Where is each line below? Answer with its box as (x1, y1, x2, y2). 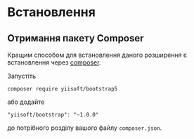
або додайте (7, 98, 45, 106)
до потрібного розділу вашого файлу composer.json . (7, 124, 162, 132)
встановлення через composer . (7, 58, 101, 67)
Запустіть (7, 72, 37, 80)
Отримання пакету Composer (7, 32, 144, 44)
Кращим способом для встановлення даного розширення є (7, 51, 188, 59)
